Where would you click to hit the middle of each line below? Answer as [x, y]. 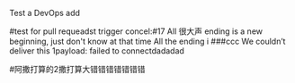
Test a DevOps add [45, 13]
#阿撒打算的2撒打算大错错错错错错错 [77, 69]
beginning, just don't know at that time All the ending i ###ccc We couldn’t [147, 41]
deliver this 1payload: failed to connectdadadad [97, 51]
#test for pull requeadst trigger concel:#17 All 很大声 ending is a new [136, 31]
